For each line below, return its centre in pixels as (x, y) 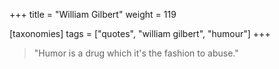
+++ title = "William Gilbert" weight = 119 (93, 14)
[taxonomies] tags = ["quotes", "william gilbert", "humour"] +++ (140, 33)
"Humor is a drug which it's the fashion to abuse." (136, 53)
